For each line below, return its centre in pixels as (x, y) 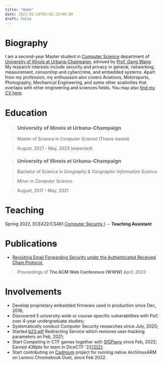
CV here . (14, 93)
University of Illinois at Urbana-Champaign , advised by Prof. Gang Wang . (79, 62)
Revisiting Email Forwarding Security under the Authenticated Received (84, 257)
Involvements (34, 292)
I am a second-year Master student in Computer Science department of (77, 56)
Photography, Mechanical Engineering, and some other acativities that (76, 83)
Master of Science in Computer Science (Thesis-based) (73, 139)
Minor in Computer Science (45, 181)
